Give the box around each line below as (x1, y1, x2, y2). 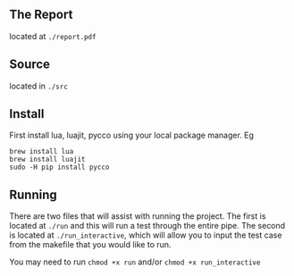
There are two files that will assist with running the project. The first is (9, 211, 266, 222)
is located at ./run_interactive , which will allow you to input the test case (9, 230, 282, 240)
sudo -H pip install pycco (9, 163, 110, 172)
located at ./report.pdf (9, 30, 97, 41)
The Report (9, 7, 73, 22)
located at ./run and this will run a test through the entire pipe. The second (9, 221, 286, 231)
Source (9, 57, 51, 72)
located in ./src (9, 80, 69, 91)
